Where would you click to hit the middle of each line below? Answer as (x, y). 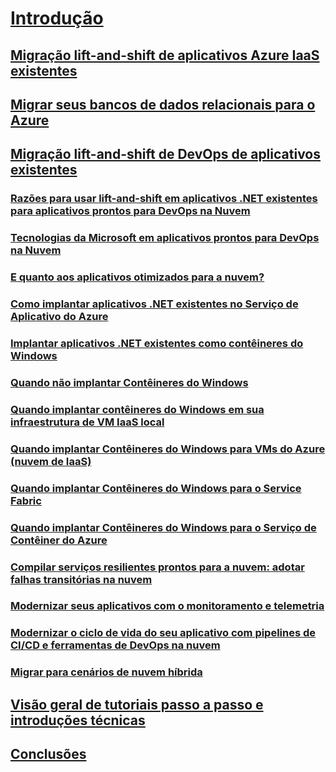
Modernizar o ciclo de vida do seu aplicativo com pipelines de (163, 633)
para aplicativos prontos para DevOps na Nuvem (130, 211)
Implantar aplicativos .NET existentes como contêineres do (157, 343)
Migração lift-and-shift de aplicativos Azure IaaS (165, 55)
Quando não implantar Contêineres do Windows (129, 382)
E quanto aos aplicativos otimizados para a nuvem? (137, 277)
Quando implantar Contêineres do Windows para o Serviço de (163, 527)
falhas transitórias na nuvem (81, 579)
